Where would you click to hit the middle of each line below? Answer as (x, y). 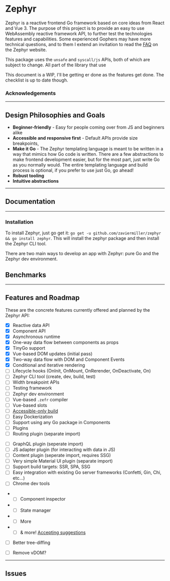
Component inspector (43, 499)
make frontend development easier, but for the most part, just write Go (86, 159)
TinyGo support (29, 348)
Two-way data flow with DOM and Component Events (69, 359)
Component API (29, 331)
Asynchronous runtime (36, 337)
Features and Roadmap (42, 298)
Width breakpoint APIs (36, 382)
